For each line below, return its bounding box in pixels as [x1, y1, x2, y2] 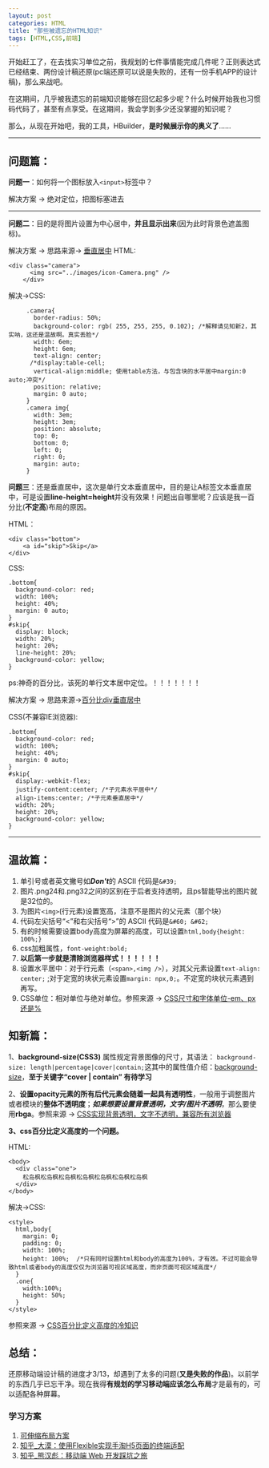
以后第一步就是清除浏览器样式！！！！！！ [19, 953, 161, 962]
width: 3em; [33, 411, 74, 419]
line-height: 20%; [15, 649, 78, 657]
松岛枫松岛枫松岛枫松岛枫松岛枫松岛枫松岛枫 [22, 1173, 148, 1181]
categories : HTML [8, 19, 66, 27]
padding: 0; [22, 1239, 62, 1247]
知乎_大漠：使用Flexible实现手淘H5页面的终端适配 [19, 1440, 185, 1450]
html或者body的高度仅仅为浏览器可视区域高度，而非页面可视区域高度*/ [14, 1263, 218, 1271]
